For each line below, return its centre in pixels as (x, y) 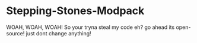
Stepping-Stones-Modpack (75, 11)
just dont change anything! (58, 33)
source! (15, 33)
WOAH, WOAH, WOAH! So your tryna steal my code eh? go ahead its (90, 27)
